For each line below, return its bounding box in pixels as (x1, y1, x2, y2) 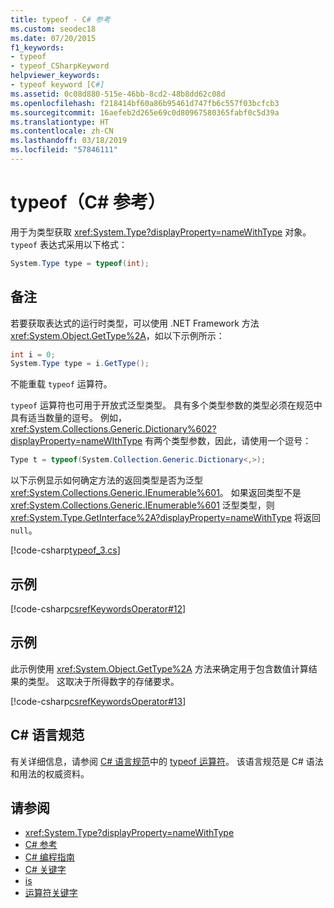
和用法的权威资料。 (10, 767, 90, 780)
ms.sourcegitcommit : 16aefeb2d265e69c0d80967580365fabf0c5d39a (10, 107, 280, 118)
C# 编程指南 (24, 851, 75, 863)
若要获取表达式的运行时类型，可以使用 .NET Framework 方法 (10, 317, 260, 329)
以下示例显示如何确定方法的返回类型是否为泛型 (10, 474, 203, 486)
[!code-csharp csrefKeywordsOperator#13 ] (10, 695, 187, 707)
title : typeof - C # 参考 (10, 14, 111, 25)
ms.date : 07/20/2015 (10, 33, 97, 43)
